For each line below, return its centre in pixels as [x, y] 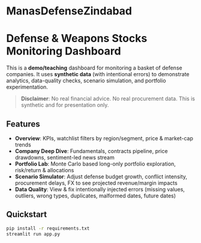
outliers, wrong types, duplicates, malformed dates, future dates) [95, 196]
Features [23, 124]
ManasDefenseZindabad [69, 11]
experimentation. [27, 87]
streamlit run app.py [33, 234]
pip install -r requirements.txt [48, 228]
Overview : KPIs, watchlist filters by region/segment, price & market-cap [104, 138]
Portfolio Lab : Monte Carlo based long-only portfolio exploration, [95, 164]
